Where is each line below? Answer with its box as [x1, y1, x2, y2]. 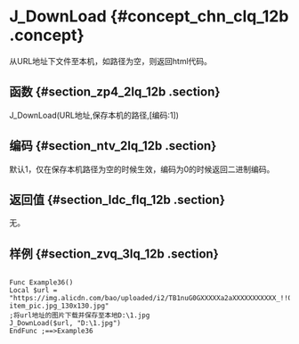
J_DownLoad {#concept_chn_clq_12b [9, 6, 289, 27]
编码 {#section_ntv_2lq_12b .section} [9, 138, 217, 153]
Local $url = [9, 286, 58, 295]
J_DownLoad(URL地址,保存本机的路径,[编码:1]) [9, 110, 180, 120]
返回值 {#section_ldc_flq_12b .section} [9, 192, 225, 207]
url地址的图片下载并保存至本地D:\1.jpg [20, 311, 150, 320]
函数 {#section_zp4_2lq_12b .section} [9, 85, 221, 100]
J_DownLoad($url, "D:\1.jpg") [9, 319, 122, 328]
